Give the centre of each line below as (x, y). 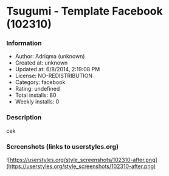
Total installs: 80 (36, 95)
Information (24, 43)
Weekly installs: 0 (37, 102)
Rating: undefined (37, 89)
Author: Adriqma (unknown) (50, 57)
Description (24, 118)
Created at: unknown (41, 63)
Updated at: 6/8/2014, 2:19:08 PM (57, 69)
